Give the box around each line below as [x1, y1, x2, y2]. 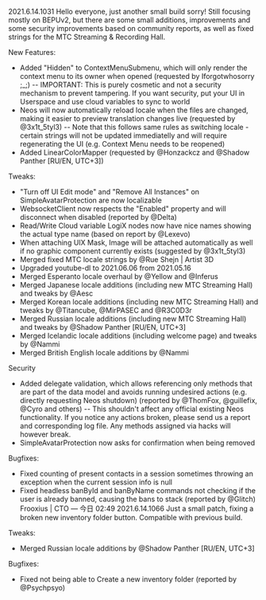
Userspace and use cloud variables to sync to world [19, 97, 191, 106]
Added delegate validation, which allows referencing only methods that [19, 378, 253, 388]
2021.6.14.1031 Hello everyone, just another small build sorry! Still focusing [8, 7, 251, 16]
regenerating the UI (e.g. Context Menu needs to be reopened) [19, 139, 226, 148]
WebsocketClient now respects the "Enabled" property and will [19, 204, 226, 214]
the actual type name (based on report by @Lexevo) [19, 229, 191, 238]
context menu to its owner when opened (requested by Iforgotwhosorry [19, 72, 255, 80]
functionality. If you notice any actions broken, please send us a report [19, 413, 251, 422]
